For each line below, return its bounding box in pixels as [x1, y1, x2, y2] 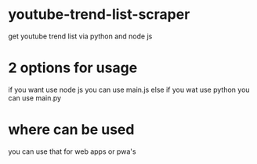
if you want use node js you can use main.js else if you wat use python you [8, 85, 250, 94]
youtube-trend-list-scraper [8, 5, 190, 24]
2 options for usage [8, 59, 138, 77]
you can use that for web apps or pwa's [8, 147, 136, 156]
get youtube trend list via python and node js [8, 31, 153, 41]
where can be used [8, 121, 135, 139]
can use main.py [8, 93, 61, 103]
